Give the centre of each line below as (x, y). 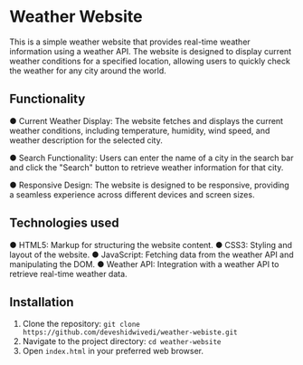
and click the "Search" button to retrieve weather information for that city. (147, 167)
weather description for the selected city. (86, 140)
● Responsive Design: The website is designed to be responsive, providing (149, 185)
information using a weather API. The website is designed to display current (151, 51)
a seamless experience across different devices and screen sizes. (132, 194)
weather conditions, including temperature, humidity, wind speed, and (140, 130)
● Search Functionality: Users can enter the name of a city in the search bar (151, 158)
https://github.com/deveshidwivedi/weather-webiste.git (130, 332)
